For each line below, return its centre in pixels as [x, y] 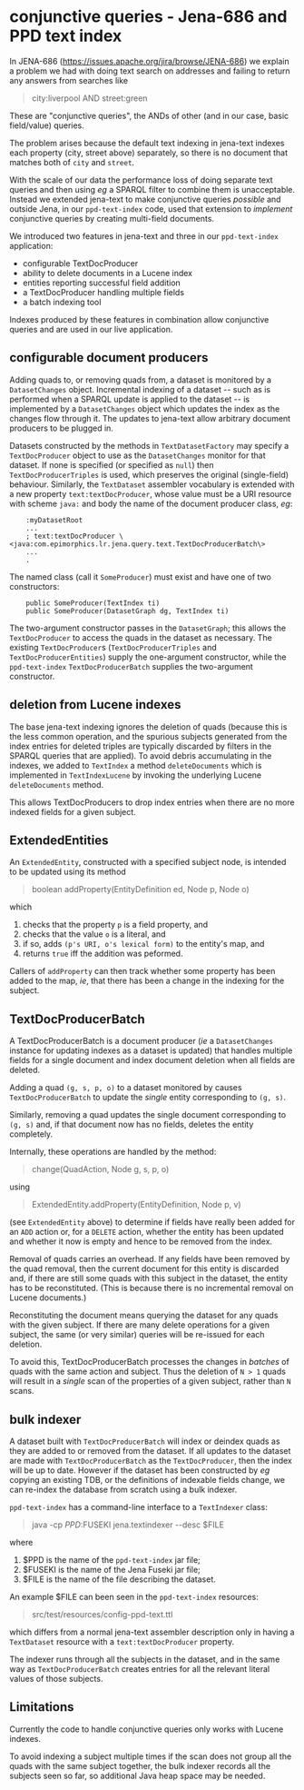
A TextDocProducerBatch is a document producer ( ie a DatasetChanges [142, 1041]
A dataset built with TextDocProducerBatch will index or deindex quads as [145, 1441]
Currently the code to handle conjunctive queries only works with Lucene [147, 1729]
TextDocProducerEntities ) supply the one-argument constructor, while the [148, 657]
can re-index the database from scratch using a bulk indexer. [123, 1489]
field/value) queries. [47, 125]
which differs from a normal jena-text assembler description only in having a [152, 1632]
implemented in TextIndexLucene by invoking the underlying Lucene [135, 775]
